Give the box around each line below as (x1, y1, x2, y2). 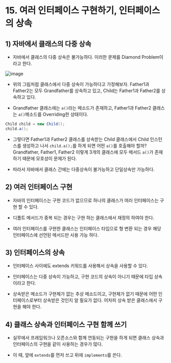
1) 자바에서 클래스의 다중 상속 (5, 39, 92, 48)
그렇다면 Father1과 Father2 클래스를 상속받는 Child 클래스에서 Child (12, 136, 149, 142)
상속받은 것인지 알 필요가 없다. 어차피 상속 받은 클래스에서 (42, 297, 157, 304)
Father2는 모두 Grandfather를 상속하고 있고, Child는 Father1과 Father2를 (12, 88, 161, 94)
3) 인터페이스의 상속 (5, 248, 65, 257)
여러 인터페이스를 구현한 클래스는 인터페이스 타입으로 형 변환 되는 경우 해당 (12, 225, 162, 231)
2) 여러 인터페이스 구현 (5, 183, 72, 191)
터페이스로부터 (12, 297, 42, 304)
